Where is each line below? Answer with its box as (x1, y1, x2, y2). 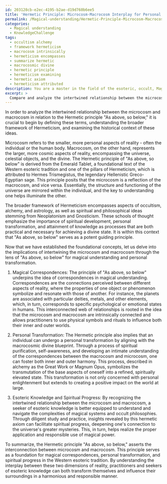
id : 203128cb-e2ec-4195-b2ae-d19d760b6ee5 (5, 7, 94, 12)
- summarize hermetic (9, 58, 55, 63)
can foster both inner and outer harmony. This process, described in (12, 358, 153, 364)
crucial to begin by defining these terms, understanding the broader (5, 120, 144, 126)
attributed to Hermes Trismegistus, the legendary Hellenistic (5, 171, 129, 177)
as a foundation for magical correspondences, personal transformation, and (5, 452, 161, 458)
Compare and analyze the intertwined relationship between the (9, 95, 143, 100)
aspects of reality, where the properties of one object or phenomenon (12, 285, 156, 292)
